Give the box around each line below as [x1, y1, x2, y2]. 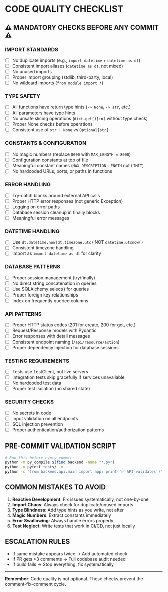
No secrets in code [12, 410, 51, 416]
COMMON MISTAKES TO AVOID [5, 483, 106, 492]
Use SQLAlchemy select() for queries [12, 286, 89, 292]
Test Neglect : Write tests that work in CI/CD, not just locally [12, 523, 135, 529]
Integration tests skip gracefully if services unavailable [12, 374, 125, 380]
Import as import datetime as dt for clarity [12, 250, 101, 256]
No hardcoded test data [12, 380, 61, 386]
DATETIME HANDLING [5, 228, 60, 235]
